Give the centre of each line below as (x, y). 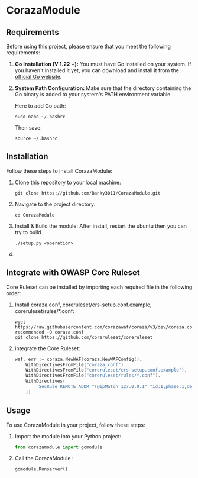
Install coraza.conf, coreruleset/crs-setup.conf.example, (83, 305)
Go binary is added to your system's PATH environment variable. (93, 94)
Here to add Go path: (40, 106)
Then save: (28, 127)
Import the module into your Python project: (68, 436)
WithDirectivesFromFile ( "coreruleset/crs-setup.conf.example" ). (106, 370)
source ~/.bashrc (36, 138)
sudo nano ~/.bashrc (40, 117)
